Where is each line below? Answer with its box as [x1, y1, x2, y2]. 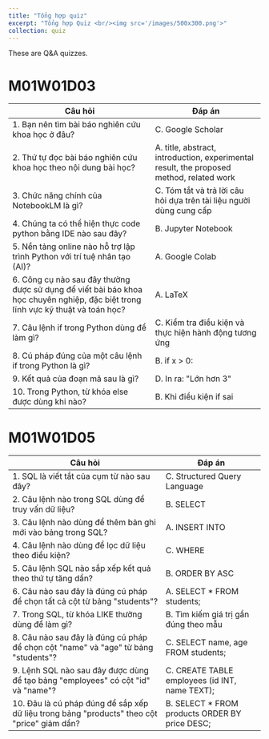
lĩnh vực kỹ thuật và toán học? [12, 304, 126, 315]
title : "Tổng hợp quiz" [8, 11, 88, 20]
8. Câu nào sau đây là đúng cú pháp [12, 632, 148, 643]
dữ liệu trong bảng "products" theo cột [12, 708, 158, 719]
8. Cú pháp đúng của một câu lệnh [12, 350, 143, 361]
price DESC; [165, 718, 211, 729]
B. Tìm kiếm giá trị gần [165, 609, 250, 621]
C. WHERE [165, 545, 205, 556]
